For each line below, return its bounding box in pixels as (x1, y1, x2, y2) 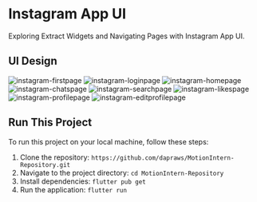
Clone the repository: (19, 152, 90, 162)
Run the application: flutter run (19, 184, 128, 194)
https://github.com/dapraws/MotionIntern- (91, 153, 235, 162)
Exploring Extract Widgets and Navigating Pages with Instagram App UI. (8, 31, 245, 41)
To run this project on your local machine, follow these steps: (8, 137, 209, 146)
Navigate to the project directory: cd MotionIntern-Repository (19, 168, 224, 177)
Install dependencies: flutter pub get (19, 176, 146, 186)
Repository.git (19, 160, 71, 168)
